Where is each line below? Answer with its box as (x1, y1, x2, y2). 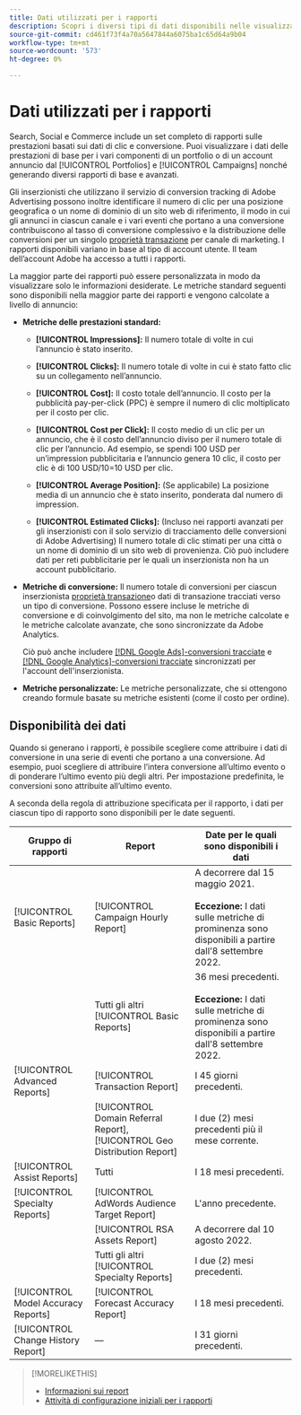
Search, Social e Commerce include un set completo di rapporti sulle (9, 131, 262, 142)
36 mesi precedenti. (194, 970, 279, 983)
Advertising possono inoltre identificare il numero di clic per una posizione (9, 196, 284, 206)
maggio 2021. (194, 877, 255, 889)
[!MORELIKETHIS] (30, 1367, 98, 1378)
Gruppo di (28, 834, 72, 846)
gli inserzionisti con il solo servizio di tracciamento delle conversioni (35, 526, 287, 537)
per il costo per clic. (35, 406, 109, 417)
